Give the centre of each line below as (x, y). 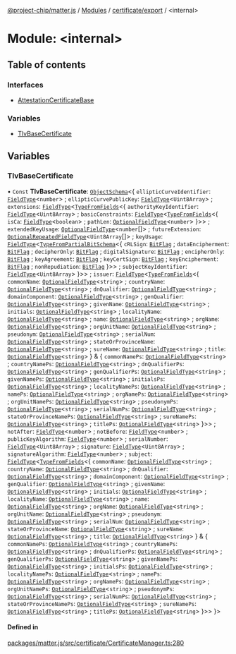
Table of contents (46, 65)
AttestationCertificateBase (56, 100)
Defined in (23, 627)
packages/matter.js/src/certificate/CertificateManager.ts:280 (96, 643)
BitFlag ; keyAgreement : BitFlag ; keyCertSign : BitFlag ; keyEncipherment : (113, 259)
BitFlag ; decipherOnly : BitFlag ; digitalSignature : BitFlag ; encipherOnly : (116, 251)
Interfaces (25, 85)
